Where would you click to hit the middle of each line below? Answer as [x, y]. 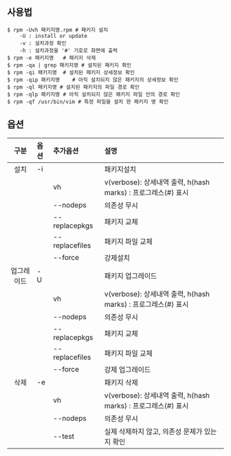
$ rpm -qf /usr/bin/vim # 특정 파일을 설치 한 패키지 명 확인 [88, 102]
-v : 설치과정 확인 [43, 43]
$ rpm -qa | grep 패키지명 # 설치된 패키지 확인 [69, 65]
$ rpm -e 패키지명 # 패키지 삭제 [52, 58]
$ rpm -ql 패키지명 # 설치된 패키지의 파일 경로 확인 [73, 87]
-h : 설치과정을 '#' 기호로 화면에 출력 [69, 50]
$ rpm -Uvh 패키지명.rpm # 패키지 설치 [58, 30]
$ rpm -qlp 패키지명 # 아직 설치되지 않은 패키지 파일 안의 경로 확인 [93, 94]
